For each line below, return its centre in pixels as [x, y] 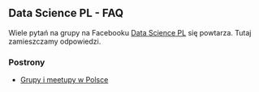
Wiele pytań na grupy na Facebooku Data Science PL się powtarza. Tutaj [130, 32]
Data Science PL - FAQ [66, 13]
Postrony [27, 62]
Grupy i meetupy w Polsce [64, 80]
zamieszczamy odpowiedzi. [55, 41]
